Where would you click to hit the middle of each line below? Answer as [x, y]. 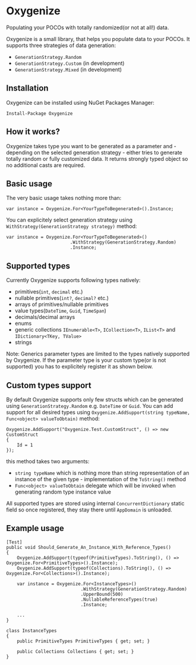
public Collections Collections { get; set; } [75, 651]
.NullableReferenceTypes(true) [119, 600]
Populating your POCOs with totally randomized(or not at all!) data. [88, 27]
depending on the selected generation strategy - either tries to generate [94, 152]
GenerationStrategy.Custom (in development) [69, 63]
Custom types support [49, 385]
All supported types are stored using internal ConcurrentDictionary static [95, 503]
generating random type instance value [63, 492]
